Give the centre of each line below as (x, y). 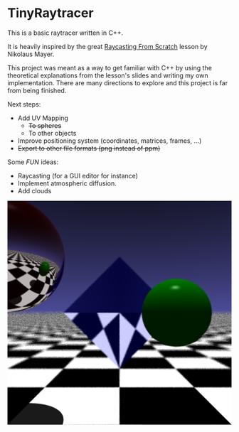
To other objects (52, 133)
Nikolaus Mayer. (31, 54)
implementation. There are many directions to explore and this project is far (118, 82)
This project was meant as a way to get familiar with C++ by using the (110, 67)
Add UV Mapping (43, 118)
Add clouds (34, 190)
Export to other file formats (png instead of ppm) (89, 148)
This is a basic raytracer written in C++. (65, 33)
